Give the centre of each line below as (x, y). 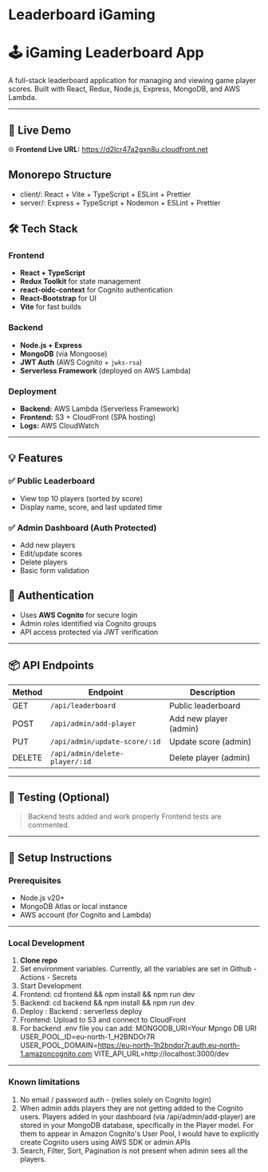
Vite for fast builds (51, 307)
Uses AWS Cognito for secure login (79, 615)
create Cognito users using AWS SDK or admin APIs (105, 1142)
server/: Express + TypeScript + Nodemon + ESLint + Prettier (120, 202)
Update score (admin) (210, 741)
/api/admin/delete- (87, 753)
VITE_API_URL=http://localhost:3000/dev (162, 1054)
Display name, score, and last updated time (91, 507)
